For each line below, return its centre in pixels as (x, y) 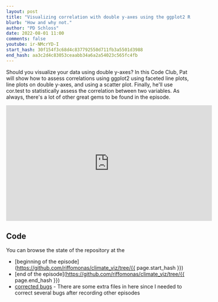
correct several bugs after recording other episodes (77, 293)
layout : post (22, 11)
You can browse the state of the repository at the (66, 250)
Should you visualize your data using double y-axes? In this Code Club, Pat (97, 72)
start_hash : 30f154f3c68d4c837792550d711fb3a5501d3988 (75, 50)
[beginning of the (36, 261)
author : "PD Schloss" (33, 28)
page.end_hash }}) (37, 280)
